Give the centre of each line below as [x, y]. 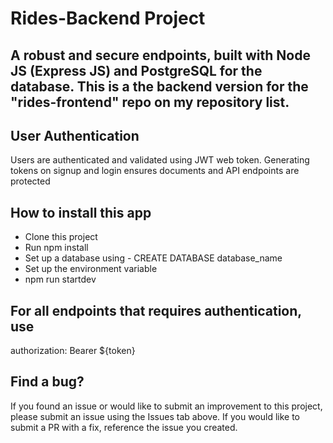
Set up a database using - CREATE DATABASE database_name [153, 258]
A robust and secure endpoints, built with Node [160, 55]
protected [30, 181]
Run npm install [56, 248]
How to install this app [81, 212]
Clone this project [61, 237]
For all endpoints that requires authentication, [156, 310]
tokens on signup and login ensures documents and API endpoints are [155, 171]
